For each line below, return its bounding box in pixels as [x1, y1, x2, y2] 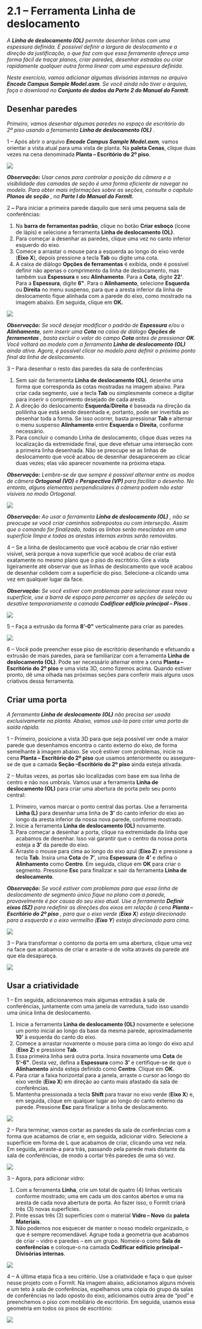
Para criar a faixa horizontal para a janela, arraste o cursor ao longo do [15, 1072, 191, 1079]
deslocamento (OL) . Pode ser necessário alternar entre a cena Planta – [7, 658, 184, 665]
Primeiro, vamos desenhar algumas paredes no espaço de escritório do [7, 120, 185, 127]
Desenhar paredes [7, 104, 77, 114]
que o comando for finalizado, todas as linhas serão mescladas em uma [7, 526, 187, 533]
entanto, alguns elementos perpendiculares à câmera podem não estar [7, 484, 183, 491]
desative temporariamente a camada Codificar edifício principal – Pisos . [7, 599, 191, 607]
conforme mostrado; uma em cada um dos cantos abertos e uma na [15, 1193, 184, 1200]
